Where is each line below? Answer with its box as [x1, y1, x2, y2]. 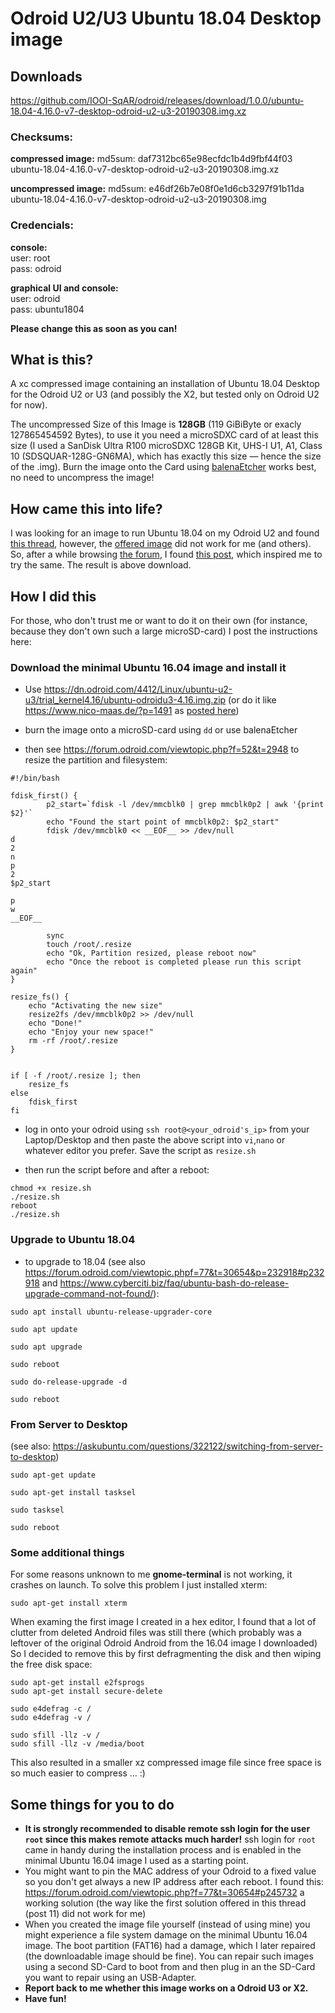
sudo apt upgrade [10, 1342, 83, 1352]
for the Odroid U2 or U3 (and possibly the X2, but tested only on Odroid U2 [10, 388, 320, 401]
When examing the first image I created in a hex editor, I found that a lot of [10, 1616, 317, 1628]
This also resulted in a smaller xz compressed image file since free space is [10, 1757, 322, 1769]
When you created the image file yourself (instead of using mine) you [24, 1918, 311, 1931]
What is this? [10, 351, 94, 368]
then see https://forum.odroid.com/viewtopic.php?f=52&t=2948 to [24, 743, 300, 756]
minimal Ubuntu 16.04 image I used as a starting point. [24, 1855, 249, 1867]
